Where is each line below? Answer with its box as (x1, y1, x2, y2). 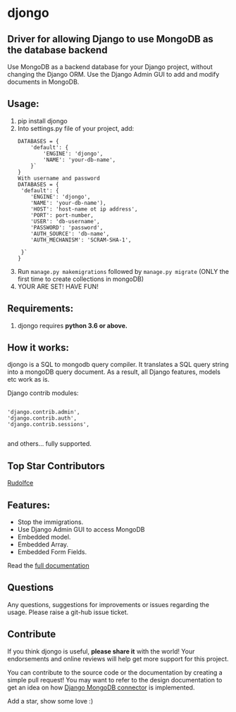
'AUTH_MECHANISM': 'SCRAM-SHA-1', (30, 236, 132, 244)
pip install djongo (17, 116, 68, 125)
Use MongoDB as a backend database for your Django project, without (7, 63, 213, 71)
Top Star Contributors (7, 460, 106, 472)
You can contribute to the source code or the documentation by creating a (7, 668, 223, 677)
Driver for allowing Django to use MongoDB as (7, 33, 213, 45)
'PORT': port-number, (30, 211, 94, 219)
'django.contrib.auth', (7, 415, 77, 422)
